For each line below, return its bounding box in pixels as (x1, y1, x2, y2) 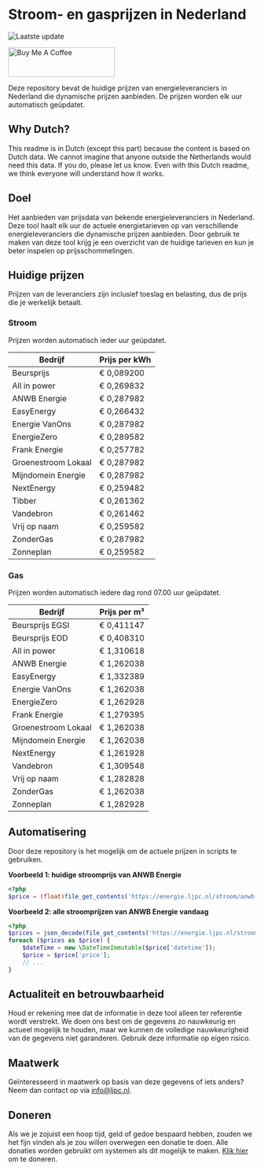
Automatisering (8, 825, 86, 839)
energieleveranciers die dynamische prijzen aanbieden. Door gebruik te (8, 229, 240, 238)
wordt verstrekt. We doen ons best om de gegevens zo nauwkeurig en (8, 1017, 236, 1026)
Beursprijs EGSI (12, 619, 70, 630)
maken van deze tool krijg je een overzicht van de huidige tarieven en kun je (8, 238, 255, 247)
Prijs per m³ (99, 606, 145, 617)
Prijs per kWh (99, 354, 152, 365)
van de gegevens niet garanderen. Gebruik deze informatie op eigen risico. (8, 1033, 251, 1043)
